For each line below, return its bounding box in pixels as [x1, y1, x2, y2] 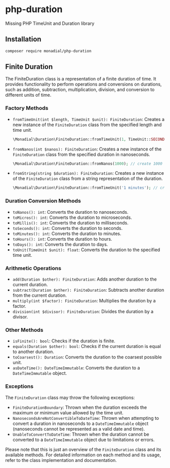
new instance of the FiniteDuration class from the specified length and [12, 122, 162, 128]
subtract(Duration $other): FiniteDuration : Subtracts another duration [12, 287, 164, 293]
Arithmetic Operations [5, 264, 62, 271]
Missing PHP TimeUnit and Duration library [5, 20, 95, 26]
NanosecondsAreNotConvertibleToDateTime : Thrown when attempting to [12, 415, 159, 421]
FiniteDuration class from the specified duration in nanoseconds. [12, 151, 150, 158]
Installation [5, 35, 41, 44]
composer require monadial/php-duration [5, 48, 92, 54]
